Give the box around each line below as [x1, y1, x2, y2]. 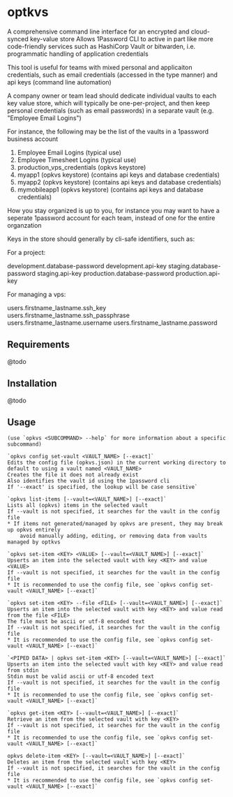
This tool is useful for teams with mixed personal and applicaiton [7, 63, 193, 71]
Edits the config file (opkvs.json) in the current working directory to [7, 459, 227, 467]
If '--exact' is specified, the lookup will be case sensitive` [7, 483, 198, 491]
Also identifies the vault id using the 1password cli [7, 478, 170, 485]
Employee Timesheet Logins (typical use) [17, 155, 137, 164]
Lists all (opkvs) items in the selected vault [7, 502, 149, 509]
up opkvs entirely [7, 527, 61, 534]
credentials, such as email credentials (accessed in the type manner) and [7, 71, 218, 79]
